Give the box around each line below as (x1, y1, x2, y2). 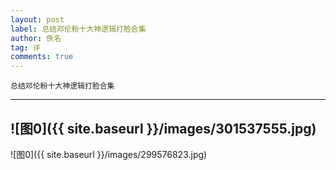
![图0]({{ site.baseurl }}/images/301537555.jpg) (10, 120, 317, 137)
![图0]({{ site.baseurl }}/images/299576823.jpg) (10, 148, 208, 160)
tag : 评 (10, 42, 41, 53)
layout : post (10, 14, 65, 25)
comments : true (10, 52, 74, 62)
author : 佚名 (10, 33, 62, 43)
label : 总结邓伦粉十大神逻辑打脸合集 (10, 24, 147, 34)
